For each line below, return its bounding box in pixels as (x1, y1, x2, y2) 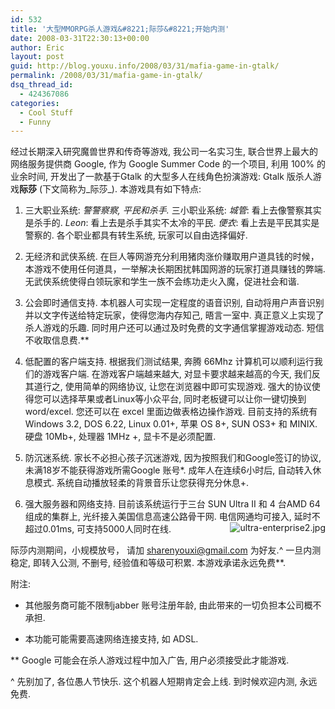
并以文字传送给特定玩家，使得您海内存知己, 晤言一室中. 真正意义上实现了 (24, 309, 325, 321)
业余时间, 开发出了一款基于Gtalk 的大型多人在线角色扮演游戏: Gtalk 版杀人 (10, 171, 313, 183)
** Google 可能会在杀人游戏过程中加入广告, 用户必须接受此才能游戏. (10, 654, 290, 666)
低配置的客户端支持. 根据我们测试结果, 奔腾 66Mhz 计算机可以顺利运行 (24, 356, 315, 368)
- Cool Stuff (19, 107, 74, 118)
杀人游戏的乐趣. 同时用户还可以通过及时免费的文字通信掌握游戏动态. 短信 (24, 322, 325, 334)
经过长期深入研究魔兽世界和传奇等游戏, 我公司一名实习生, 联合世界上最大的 (10, 146, 318, 158)
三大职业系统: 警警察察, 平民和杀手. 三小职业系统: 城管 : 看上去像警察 (24, 204, 305, 216)
